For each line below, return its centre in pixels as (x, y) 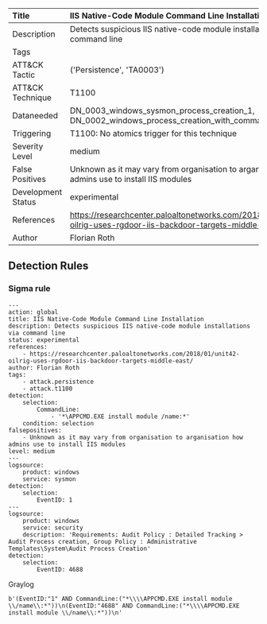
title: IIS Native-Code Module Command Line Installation (106, 319)
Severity (28, 146)
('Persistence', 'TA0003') (117, 70)
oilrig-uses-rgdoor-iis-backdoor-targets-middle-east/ (101, 361)
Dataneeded (35, 116)
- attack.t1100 (48, 389)
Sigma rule (29, 289)
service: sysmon (50, 479)
